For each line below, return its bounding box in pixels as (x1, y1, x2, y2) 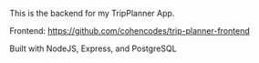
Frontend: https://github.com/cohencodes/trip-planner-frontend (9, 26, 251, 36)
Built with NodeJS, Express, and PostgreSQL (9, 43, 177, 54)
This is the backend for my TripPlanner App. (9, 8, 175, 18)
